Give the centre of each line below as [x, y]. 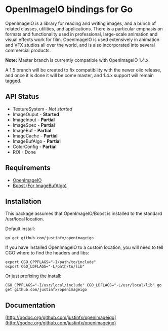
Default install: [20, 229]
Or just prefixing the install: [33, 276]
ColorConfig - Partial [34, 146]
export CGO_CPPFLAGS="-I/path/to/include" [51, 262]
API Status [22, 97]
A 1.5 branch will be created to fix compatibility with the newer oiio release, [83, 70]
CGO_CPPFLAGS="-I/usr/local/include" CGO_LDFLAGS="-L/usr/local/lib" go [83, 285]
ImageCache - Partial [35, 136]
